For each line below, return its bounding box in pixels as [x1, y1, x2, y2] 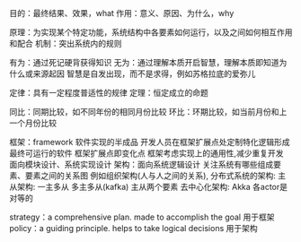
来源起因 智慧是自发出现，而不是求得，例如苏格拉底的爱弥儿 [32, 68, 256, 79]
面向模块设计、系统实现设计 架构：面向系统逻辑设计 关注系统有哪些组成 [9, 160, 274, 169]
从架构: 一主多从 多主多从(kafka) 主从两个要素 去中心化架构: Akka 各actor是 [9, 182, 288, 192]
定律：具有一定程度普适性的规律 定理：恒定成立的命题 [9, 88, 208, 98]
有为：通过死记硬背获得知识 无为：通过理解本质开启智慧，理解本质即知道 [9, 57, 279, 67]
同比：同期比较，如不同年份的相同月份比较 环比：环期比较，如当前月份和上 [9, 107, 288, 117]
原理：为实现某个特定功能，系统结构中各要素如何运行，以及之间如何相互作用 [9, 27, 293, 38]
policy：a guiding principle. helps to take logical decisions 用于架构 [9, 223, 258, 233]
